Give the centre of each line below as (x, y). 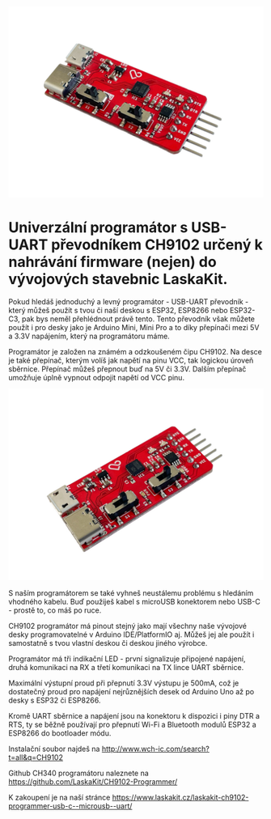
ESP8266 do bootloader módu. (60, 733)
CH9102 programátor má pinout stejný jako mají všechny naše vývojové (127, 626)
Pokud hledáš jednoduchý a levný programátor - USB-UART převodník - (129, 301)
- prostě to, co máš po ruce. (55, 610)
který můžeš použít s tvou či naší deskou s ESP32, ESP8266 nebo (118, 310)
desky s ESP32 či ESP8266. (55, 700)
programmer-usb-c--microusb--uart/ (70, 806)
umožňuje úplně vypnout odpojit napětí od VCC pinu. (96, 377)
